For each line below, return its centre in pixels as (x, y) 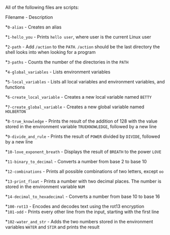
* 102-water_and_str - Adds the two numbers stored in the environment (79, 222)
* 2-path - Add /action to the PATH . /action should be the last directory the (82, 47)
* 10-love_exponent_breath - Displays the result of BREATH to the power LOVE (83, 152)
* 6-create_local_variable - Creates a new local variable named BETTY (79, 97)
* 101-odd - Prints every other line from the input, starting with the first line (82, 212)
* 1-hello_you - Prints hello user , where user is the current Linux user (78, 37)
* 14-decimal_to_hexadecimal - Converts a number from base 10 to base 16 (83, 196)
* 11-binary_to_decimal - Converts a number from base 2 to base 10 (76, 161)
